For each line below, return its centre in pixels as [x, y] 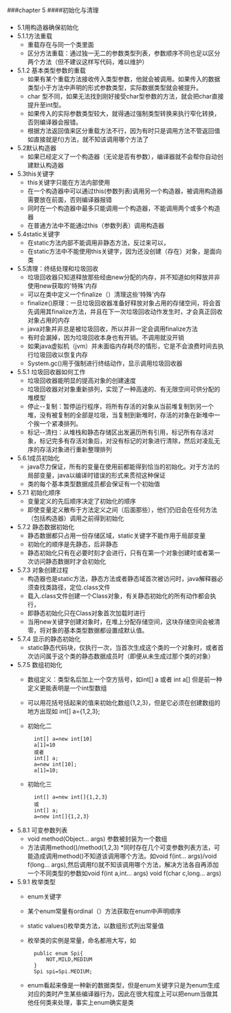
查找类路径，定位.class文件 [72, 587]
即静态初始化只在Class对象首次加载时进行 [86, 613]
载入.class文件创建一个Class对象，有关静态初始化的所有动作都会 [119, 595]
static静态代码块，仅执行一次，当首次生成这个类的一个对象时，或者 [122, 647]
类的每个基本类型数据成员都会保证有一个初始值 [93, 484]
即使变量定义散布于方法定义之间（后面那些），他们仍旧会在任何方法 [122, 509]
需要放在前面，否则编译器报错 [69, 199]
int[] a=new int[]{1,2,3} [70, 797]
